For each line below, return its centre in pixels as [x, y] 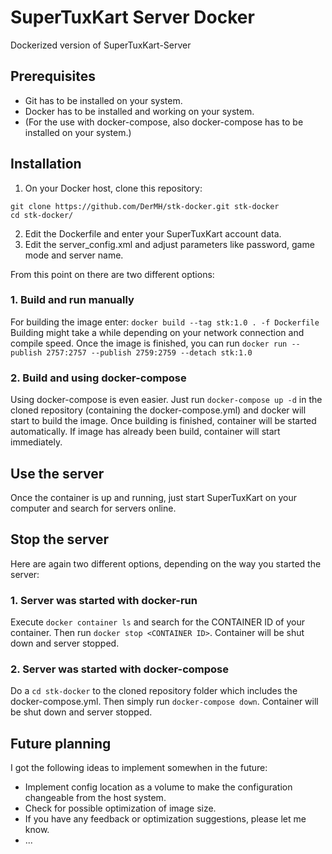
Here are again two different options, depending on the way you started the [166, 563]
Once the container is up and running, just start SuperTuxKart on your [153, 497]
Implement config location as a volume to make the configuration [158, 787]
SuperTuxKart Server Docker [132, 17]
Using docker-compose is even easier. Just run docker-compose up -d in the [166, 400]
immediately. [36, 442]
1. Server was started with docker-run [104, 600]
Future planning [61, 743]
